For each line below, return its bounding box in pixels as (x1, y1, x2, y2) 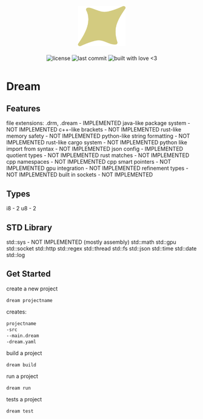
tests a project (6, 395, 42, 403)
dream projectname (6, 297, 53, 303)
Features (6, 103, 41, 113)
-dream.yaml (6, 338, 36, 345)
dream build (6, 361, 36, 368)
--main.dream (6, 332, 39, 339)
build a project (6, 349, 42, 357)
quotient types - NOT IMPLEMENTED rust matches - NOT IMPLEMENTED (6, 152, 190, 159)
